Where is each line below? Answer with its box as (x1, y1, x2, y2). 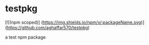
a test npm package (5, 34, 46, 40)
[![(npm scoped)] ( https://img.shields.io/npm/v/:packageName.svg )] (5, 19, 145, 25)
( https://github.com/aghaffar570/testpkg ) (5, 24, 90, 30)
